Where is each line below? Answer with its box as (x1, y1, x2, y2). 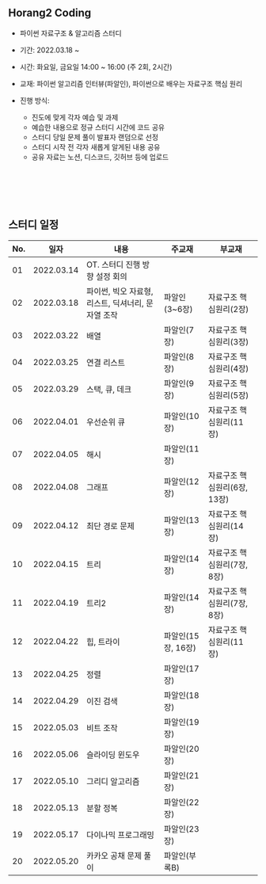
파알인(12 (163, 475, 199, 486)
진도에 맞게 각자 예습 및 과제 (31, 112, 119, 122)
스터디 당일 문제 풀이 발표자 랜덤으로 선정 (31, 132, 159, 142)
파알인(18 (163, 689, 199, 700)
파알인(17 (163, 663, 199, 674)
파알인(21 (163, 770, 199, 781)
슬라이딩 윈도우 (85, 749, 140, 760)
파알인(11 (163, 443, 199, 454)
